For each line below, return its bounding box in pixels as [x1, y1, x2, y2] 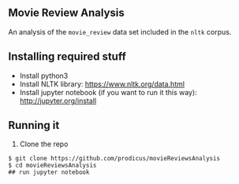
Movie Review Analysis [8, 6, 125, 20]
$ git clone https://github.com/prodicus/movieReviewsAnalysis [8, 155, 221, 163]
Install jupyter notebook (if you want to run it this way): [19, 87, 197, 97]
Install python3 [19, 71, 69, 80]
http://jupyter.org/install [19, 96, 97, 105]
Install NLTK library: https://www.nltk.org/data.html [19, 79, 185, 89]
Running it [8, 119, 60, 132]
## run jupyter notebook [8, 168, 90, 176]
